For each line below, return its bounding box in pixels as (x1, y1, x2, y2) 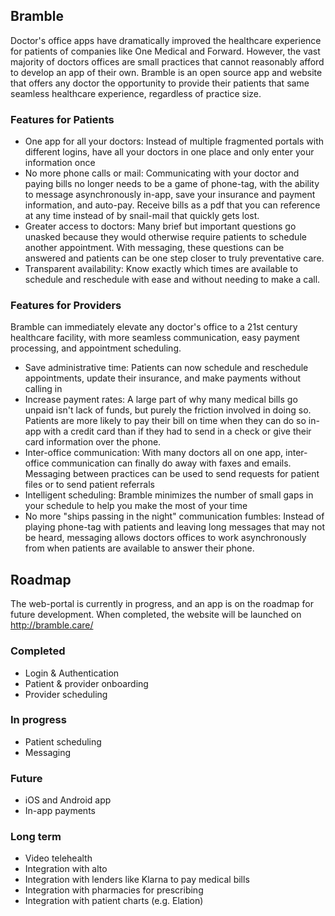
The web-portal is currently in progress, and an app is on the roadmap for (10, 598, 315, 610)
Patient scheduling (24, 735, 102, 748)
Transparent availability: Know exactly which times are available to (24, 263, 299, 275)
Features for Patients (10, 112, 115, 126)
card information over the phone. (24, 436, 162, 448)
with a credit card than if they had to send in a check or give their (43, 425, 312, 438)
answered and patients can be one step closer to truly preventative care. (24, 252, 325, 264)
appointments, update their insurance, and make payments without (24, 372, 302, 384)
